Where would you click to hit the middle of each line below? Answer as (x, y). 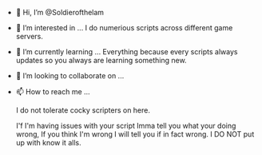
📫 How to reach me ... (53, 91)
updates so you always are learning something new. (101, 60)
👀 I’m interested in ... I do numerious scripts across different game (124, 28)
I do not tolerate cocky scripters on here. (83, 110)
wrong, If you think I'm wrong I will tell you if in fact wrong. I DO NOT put (135, 134)
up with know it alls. (48, 143)
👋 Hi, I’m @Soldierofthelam (60, 12)
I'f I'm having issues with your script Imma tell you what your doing (126, 125)
